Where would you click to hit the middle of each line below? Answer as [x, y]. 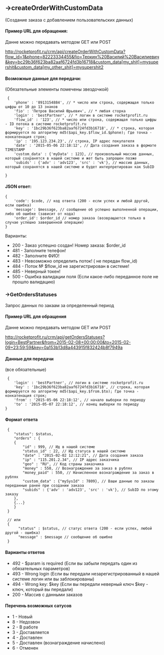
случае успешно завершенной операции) [45, 223]
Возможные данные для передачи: [43, 79]
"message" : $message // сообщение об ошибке [65, 537]
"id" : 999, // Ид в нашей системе [59, 447]
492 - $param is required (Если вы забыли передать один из [75, 563]
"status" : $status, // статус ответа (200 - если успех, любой [85, 529]
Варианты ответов [25, 552]
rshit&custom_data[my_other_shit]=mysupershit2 [54, 67]
